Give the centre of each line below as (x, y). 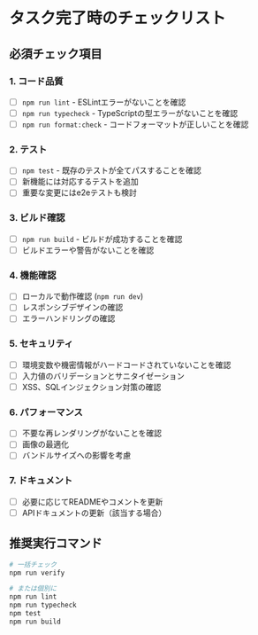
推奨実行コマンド (56, 543)
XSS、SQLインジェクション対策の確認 (91, 387)
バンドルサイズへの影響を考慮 (76, 455)
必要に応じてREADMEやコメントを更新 (92, 501)
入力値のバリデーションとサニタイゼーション (103, 376)
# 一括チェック (33, 564)
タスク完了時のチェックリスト (118, 18)
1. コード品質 (36, 81)
